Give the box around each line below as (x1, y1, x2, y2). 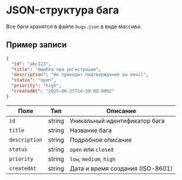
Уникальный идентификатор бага (70, 117, 165, 125)
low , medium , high (70, 155, 116, 163)
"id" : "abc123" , (11, 61, 51, 67)
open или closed (70, 145, 114, 153)
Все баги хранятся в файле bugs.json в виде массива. (6, 23, 142, 30)
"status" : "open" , (11, 77, 57, 83)
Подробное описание (70, 135, 132, 144)
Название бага (70, 126, 112, 134)
